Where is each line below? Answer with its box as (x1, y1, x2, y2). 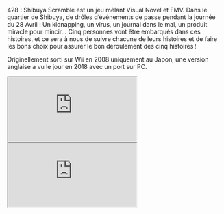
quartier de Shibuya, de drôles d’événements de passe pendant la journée (7, 13, 216, 21)
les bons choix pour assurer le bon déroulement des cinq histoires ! (7, 42, 197, 50)
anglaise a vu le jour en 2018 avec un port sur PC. (7, 63, 147, 70)
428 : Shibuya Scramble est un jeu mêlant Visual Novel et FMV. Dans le (7, 6, 208, 14)
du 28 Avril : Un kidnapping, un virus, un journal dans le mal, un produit (7, 21, 208, 28)
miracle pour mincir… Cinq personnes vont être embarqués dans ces (7, 27, 201, 36)
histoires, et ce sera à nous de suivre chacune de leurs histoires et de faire (7, 35, 218, 43)
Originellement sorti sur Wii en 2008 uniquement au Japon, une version (7, 55, 209, 64)
